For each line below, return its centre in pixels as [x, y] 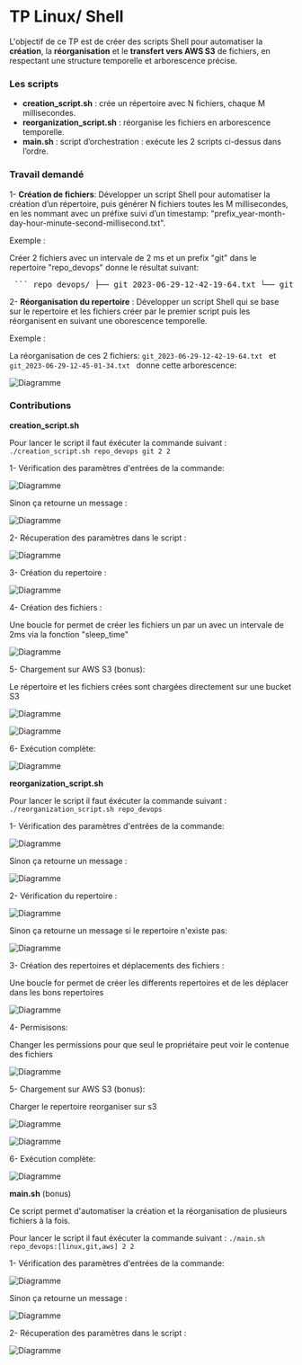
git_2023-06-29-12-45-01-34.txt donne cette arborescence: [123, 365]
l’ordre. [36, 151]
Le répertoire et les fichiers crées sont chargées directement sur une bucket [151, 686]
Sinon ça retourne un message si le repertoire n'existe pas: [118, 930]
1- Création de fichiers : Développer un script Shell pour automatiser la [140, 194]
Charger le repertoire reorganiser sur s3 [83, 1106]
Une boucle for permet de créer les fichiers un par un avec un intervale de [147, 625]
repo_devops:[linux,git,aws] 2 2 [72, 1246]
